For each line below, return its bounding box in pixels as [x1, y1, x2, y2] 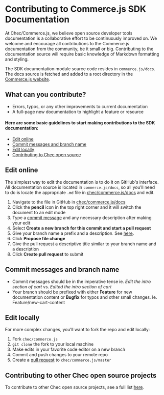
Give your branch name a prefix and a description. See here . [12, 230, 134, 236]
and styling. [5, 56, 29, 62]
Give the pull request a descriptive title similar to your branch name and [12, 241, 157, 247]
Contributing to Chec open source [12, 151, 81, 158]
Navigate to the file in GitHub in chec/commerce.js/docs [12, 199, 126, 205]
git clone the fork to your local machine [12, 341, 94, 347]
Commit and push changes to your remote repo [12, 352, 108, 358]
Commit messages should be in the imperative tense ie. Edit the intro [12, 279, 151, 284]
